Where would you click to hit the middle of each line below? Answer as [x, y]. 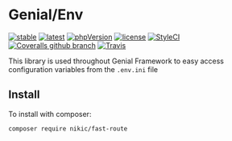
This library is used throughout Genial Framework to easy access [116, 61]
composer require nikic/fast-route [68, 129]
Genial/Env [46, 15]
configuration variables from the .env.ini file [83, 69]
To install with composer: [50, 114]
